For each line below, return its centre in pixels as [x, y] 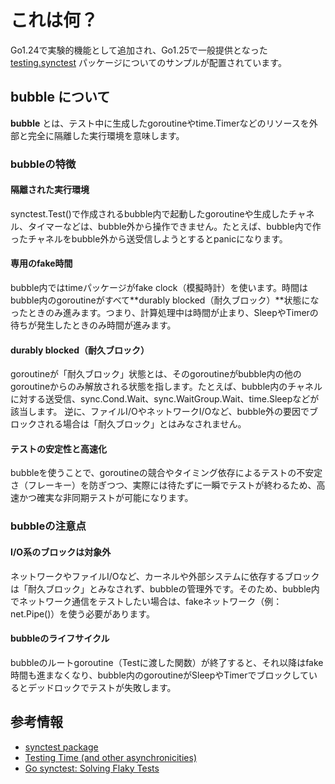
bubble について [60, 97]
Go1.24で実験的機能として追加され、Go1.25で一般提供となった [139, 50]
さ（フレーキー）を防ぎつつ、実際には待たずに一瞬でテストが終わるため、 [163, 485]
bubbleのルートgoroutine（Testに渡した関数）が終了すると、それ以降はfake [167, 662]
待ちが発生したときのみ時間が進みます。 [93, 325]
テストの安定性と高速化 [58, 448]
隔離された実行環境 [50, 190]
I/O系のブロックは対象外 [61, 552]
